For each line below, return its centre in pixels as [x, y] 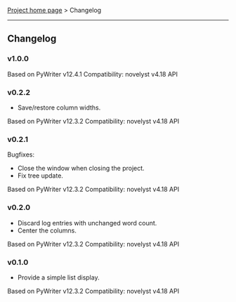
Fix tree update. [40, 176]
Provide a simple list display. [58, 277]
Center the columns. [47, 230]
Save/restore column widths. [59, 107]
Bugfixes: [21, 155]
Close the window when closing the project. [81, 169]
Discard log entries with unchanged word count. [87, 223]
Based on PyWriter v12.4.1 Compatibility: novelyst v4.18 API [92, 74]
